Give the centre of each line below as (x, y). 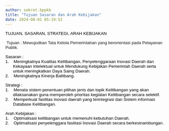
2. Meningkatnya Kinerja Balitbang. (40, 76)
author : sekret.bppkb (28, 10)
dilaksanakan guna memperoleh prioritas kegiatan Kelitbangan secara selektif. (87, 95)
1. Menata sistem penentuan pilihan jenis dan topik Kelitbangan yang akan (77, 90)
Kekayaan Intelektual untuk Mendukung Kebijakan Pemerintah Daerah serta (85, 67)
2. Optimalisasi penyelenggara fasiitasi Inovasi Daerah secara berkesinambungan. (85, 123)
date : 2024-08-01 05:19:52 (34, 19)
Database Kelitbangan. (34, 104)
